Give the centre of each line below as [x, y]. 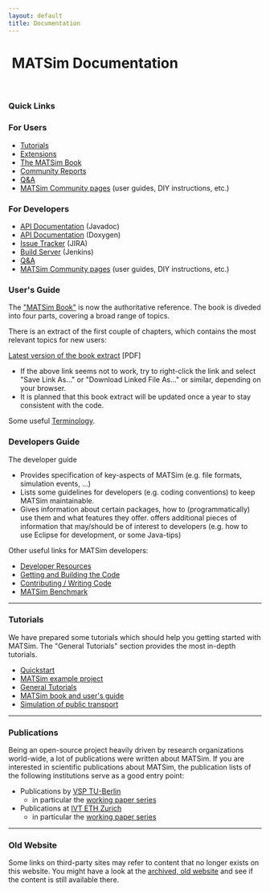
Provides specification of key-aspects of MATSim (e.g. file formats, [131, 474]
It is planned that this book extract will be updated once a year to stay [135, 397]
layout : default [35, 16]
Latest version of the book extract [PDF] [75, 355]
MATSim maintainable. [57, 500]
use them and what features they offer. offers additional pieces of [128, 517]
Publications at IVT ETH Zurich [71, 808]
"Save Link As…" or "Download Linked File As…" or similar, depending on [140, 380]
